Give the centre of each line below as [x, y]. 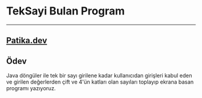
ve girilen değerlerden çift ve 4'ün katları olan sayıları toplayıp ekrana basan [100, 82]
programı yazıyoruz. [31, 88]
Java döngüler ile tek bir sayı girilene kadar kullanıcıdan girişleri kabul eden [99, 76]
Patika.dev [27, 41]
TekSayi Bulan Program [66, 11]
